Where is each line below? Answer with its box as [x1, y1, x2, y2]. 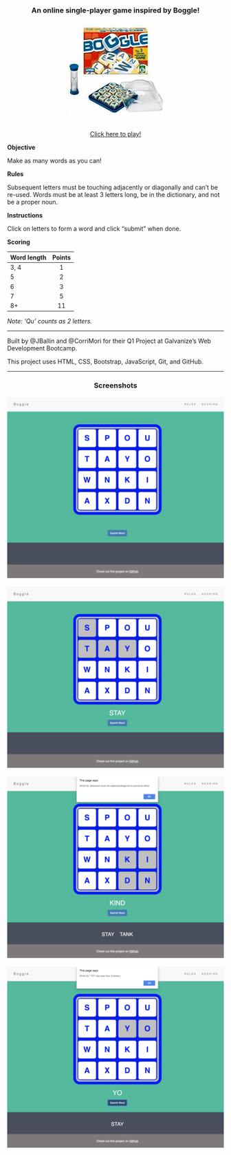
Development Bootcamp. [7, 343, 78, 352]
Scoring [7, 238, 31, 246]
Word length [10, 253, 47, 262]
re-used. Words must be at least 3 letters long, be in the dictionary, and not [7, 191, 220, 199]
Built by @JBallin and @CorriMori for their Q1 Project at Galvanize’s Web [7, 337, 212, 345]
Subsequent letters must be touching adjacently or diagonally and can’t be [7, 183, 219, 191]
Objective [7, 143, 36, 151]
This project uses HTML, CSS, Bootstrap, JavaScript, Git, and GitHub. [7, 357, 204, 365]
